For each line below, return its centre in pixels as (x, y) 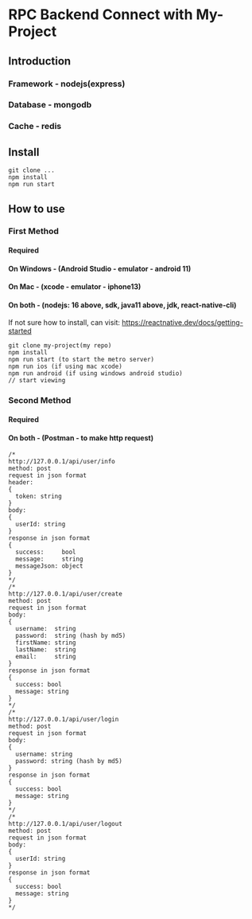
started (20, 331)
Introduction (40, 61)
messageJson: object (49, 566)
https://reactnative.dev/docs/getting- (183, 323)
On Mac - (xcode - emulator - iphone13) (75, 287)
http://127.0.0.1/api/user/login (64, 720)
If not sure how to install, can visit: (64, 323)
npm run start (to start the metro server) (81, 360)
